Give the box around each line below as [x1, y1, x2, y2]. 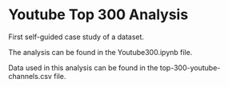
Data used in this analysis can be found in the [8, 62, 158, 73]
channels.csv [8, 71, 52, 81]
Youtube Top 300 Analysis [8, 6, 189, 24]
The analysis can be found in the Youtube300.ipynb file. [8, 47, 193, 57]
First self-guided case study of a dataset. [8, 32, 145, 42]
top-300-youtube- [159, 62, 221, 73]
